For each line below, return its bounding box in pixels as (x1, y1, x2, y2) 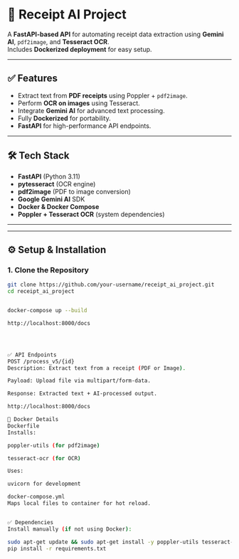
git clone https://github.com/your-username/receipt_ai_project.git (7, 281, 215, 289)
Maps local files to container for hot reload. (7, 500, 152, 507)
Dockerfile (7, 422, 40, 430)
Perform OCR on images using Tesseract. (17, 99, 140, 107)
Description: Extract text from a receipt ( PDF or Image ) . (7, 364, 186, 372)
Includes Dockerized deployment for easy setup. (7, 45, 152, 53)
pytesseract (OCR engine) (17, 179, 96, 188)
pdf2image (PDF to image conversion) (17, 187, 132, 196)
